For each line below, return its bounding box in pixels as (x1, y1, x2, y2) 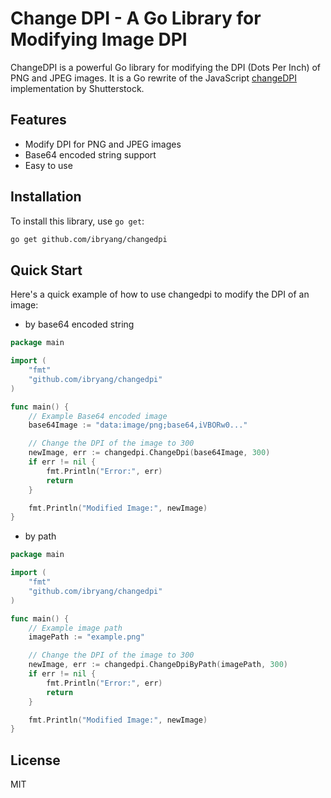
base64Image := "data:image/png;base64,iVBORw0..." (28, 420, 248, 431)
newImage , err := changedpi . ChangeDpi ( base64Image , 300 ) (28, 448, 271, 458)
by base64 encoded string (24, 318, 135, 331)
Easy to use (24, 159, 73, 171)
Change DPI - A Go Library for (10, 7, 262, 30)
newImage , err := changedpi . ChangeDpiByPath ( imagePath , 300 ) (28, 660, 288, 670)
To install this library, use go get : (10, 215, 145, 227)
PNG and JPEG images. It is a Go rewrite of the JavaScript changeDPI (10, 72, 298, 84)
